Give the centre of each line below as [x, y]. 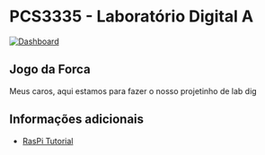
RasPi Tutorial [48, 141]
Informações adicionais [77, 120]
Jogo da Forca [50, 69]
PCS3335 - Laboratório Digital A [132, 17]
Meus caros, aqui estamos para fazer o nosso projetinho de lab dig [133, 90]
